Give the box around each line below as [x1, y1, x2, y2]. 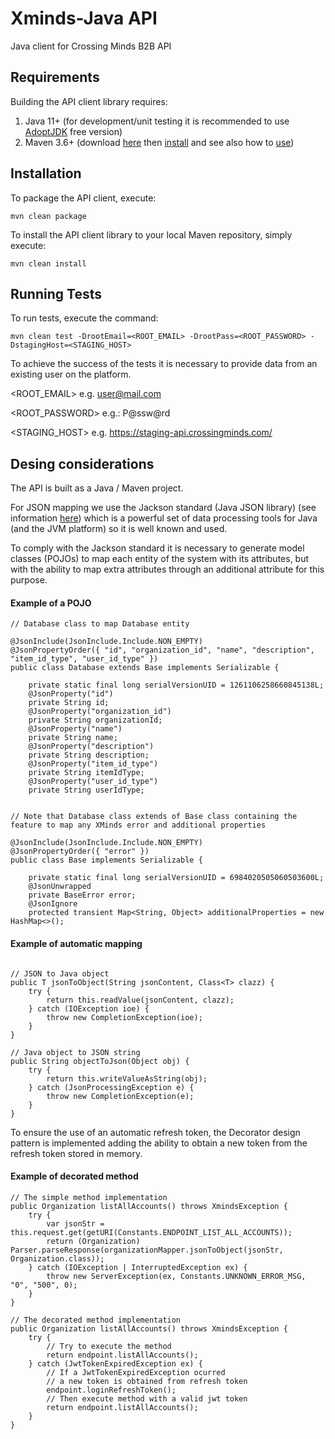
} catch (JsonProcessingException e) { [28, 1082, 195, 1092]
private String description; [28, 750, 150, 761]
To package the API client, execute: [10, 192, 157, 204]
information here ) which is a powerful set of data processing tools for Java [10, 512, 318, 524]
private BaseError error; [28, 890, 137, 901]
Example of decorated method [10, 1170, 139, 1182]
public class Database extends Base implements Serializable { [10, 663, 280, 673]
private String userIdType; [28, 785, 145, 796]
